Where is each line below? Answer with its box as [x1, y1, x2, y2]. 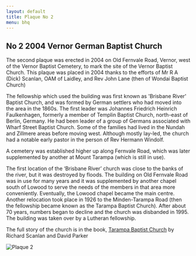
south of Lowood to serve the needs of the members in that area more [6, 184, 176, 191]
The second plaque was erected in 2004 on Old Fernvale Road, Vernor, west [6, 57, 191, 64]
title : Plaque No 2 [6, 14, 54, 20]
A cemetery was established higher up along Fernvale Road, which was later [6, 147, 191, 155]
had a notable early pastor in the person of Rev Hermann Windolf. [6, 136, 165, 143]
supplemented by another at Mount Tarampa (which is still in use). [6, 154, 166, 161]
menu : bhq [6, 19, 30, 25]
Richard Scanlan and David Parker [6, 232, 89, 240]
